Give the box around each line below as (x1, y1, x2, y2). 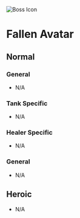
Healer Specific (6, 129, 53, 137)
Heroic (6, 189, 32, 200)
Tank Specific (6, 99, 48, 107)
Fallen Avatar (6, 28, 74, 41)
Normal (6, 51, 35, 62)
